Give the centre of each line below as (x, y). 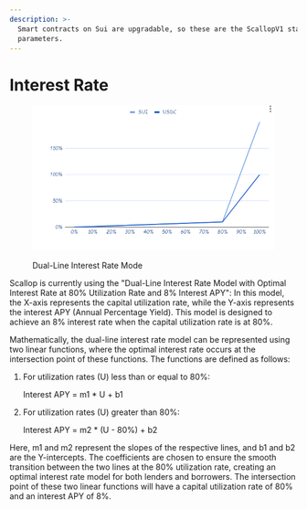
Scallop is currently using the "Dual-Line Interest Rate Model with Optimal (148, 283)
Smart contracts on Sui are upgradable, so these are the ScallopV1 (151, 29)
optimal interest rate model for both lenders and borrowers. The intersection (153, 477)
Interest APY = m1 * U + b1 (73, 395)
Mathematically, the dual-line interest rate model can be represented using (150, 340)
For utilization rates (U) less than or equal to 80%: (116, 377)
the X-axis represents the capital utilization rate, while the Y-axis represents (152, 302)
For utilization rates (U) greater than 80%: (101, 412)
